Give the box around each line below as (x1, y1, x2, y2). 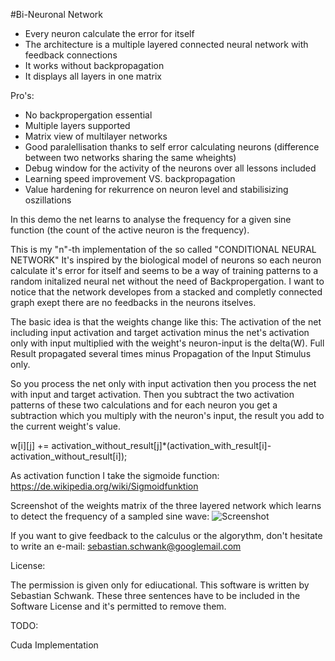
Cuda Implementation (10, 639, 99, 651)
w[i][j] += (10, 440, 50, 451)
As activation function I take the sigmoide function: (10, 470, 220, 481)
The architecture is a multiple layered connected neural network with (24, 39, 309, 50)
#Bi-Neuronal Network (10, 9, 104, 20)
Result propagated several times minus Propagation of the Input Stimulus (10, 348, 312, 359)
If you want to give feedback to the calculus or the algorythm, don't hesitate (10, 530, 323, 541)
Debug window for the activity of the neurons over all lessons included (24, 162, 317, 174)
